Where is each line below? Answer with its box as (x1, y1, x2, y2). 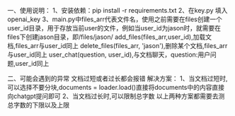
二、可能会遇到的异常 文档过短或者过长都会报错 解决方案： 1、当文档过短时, (7, 74, 228, 83)
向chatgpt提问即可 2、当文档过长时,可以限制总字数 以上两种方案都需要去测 (7, 92, 225, 100)
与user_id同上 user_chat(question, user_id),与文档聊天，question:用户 (7, 50, 211, 59)
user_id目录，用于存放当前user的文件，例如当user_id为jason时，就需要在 (7, 24, 222, 32)
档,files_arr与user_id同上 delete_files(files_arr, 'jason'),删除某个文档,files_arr (7, 42, 228, 50)
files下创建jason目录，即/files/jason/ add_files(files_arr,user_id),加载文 (7, 33, 212, 41)
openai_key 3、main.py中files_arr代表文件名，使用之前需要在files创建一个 (7, 15, 223, 23)
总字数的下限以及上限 (7, 101, 69, 109)
